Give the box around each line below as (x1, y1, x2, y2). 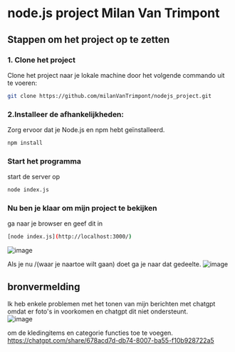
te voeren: (7, 79, 38, 87)
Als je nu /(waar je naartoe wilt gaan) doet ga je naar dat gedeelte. (7, 260, 202, 268)
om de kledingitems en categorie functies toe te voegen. (7, 328, 173, 337)
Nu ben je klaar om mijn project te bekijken (7, 203, 158, 213)
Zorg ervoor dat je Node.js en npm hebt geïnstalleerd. (7, 126, 165, 134)
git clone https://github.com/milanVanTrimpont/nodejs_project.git (7, 92, 212, 99)
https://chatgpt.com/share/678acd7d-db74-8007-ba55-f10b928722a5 (7, 336, 215, 345)
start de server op (7, 173, 61, 181)
